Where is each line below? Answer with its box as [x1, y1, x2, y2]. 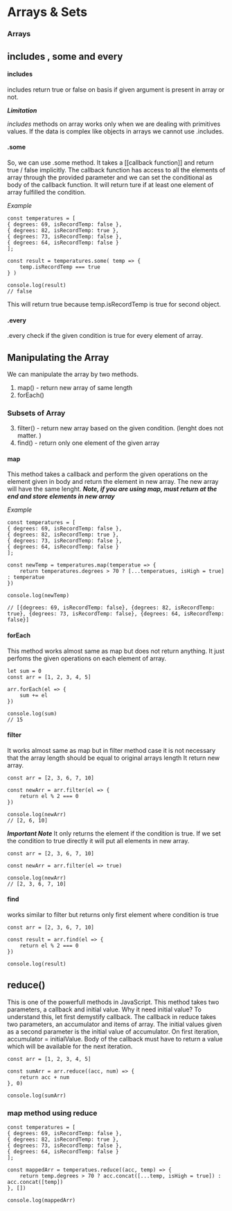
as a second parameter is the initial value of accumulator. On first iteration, [7, 1027, 220, 1036]
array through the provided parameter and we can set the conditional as [7, 173, 213, 181]
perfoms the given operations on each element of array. [7, 654, 167, 663]
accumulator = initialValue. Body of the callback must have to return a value [7, 1034, 223, 1043]
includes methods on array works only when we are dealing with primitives [7, 120, 221, 128]
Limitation [7, 106, 37, 115]
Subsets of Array [7, 408, 66, 418]
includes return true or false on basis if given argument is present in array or [7, 85, 225, 94]
